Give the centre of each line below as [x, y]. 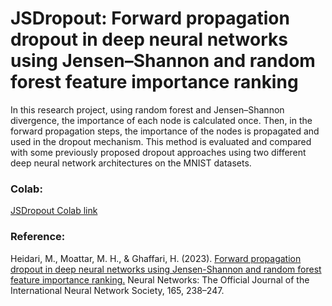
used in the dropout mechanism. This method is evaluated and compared [161, 141]
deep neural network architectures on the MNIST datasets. [131, 163]
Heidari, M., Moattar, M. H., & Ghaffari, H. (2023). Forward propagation [156, 258]
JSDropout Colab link [54, 211]
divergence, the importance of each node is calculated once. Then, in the [161, 120]
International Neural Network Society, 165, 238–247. [117, 290]
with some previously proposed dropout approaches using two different [158, 152]
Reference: [38, 237]
